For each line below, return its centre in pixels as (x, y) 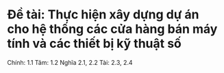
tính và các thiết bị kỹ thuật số (94, 44)
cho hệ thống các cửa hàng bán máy (112, 29)
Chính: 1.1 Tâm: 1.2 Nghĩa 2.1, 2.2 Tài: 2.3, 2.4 (70, 62)
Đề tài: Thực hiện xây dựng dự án (103, 15)
